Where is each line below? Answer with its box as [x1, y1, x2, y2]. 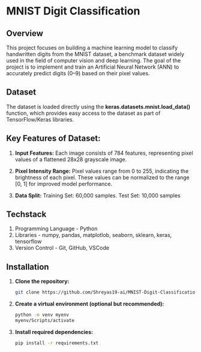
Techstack [6, 209, 47, 220]
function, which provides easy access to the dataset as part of [6, 110, 161, 117]
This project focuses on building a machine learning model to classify [6, 44, 178, 51]
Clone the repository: [14, 278, 70, 285]
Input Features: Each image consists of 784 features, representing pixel [14, 149, 193, 156]
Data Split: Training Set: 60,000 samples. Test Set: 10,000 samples [14, 191, 181, 199]
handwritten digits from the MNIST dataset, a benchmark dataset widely [6, 51, 185, 58]
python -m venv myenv [14, 312, 69, 318]
